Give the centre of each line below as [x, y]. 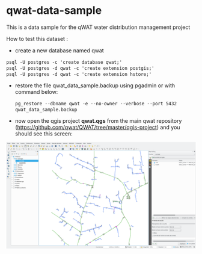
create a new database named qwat [59, 50]
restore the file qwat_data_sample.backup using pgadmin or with [95, 85]
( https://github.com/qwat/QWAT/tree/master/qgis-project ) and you [97, 127]
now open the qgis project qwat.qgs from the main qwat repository [98, 120]
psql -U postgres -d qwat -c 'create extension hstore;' [79, 74]
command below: [36, 91]
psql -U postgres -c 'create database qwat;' [64, 62]
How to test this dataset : [37, 39]
